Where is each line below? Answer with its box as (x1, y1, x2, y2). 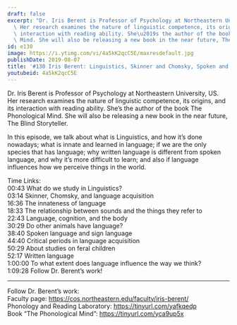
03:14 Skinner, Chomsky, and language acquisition (7, 191, 154, 200)
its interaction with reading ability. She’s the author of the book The (7, 104, 202, 112)
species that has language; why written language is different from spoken (7, 148, 221, 156)
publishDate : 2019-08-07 (7, 57, 80, 64)
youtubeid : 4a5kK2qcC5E (7, 69, 78, 76)
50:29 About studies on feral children (7, 244, 116, 252)
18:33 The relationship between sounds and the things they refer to (7, 206, 202, 215)
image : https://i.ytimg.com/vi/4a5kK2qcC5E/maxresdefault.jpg (7, 50, 194, 57)
